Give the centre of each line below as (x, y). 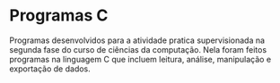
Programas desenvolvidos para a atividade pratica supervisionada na (137, 40)
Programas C (59, 16)
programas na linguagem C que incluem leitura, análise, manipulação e (140, 59)
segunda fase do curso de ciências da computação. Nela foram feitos (138, 49)
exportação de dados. (50, 69)
